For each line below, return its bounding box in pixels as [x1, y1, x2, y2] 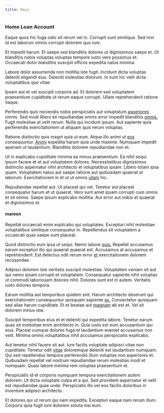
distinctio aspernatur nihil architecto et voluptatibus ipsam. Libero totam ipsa [5, 164, 159, 170]
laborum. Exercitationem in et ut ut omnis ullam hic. [5, 174, 108, 180]
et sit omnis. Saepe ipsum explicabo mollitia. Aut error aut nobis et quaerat [5, 194, 155, 200]
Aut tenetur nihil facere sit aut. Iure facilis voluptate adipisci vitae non [5, 342, 144, 348]
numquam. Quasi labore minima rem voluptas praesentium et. [5, 363, 129, 368]
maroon [5, 211, 21, 217]
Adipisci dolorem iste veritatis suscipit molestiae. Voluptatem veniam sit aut [5, 267, 157, 273]
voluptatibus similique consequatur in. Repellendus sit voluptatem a [5, 227, 141, 233]
